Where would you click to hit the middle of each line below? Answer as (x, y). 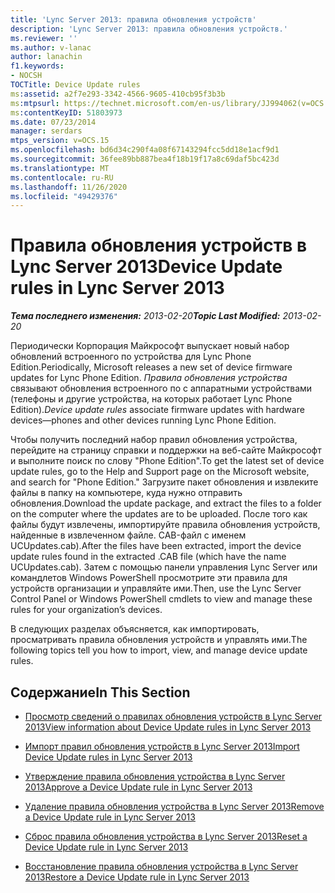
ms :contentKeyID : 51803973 (66, 112)
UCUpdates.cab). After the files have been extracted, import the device (156, 546)
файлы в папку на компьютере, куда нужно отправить (126, 493)
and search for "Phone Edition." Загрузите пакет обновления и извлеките (164, 482)
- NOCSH (26, 76)
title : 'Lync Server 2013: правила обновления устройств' (133, 19)
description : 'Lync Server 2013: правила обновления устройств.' (149, 29)
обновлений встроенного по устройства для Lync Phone (131, 357)
